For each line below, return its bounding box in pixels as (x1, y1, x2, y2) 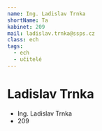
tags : (7, 43, 23, 50)
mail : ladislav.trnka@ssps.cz (7, 29, 96, 37)
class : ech (7, 36, 39, 43)
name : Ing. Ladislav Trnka (7, 10, 86, 18)
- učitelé (13, 56, 42, 63)
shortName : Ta (7, 17, 49, 24)
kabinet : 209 (7, 23, 45, 30)
